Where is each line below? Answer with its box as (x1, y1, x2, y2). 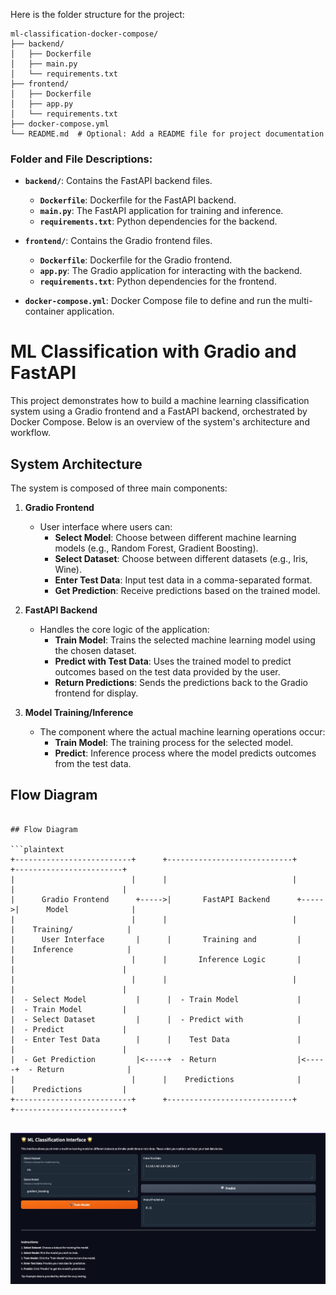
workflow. (10, 427, 51, 439)
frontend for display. (54, 687, 139, 699)
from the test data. (54, 758, 132, 770)
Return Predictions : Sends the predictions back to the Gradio (54, 677, 308, 689)
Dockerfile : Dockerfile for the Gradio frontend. (39, 254, 233, 266)
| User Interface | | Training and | (10, 934, 302, 944)
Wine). (54, 564, 82, 576)
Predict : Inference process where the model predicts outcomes (54, 747, 317, 759)
